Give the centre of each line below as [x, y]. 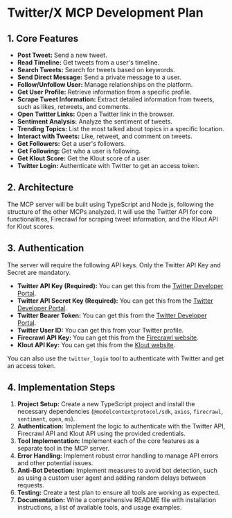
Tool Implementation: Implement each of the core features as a [108, 441]
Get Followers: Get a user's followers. [71, 143]
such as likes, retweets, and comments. [73, 107]
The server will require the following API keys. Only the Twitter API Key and [114, 265]
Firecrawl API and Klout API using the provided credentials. [101, 434]
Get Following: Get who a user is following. [79, 151]
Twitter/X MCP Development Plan [105, 13]
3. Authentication [46, 248]
